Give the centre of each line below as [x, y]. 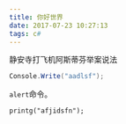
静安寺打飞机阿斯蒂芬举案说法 [63, 60]
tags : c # [25, 33]
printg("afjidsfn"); [47, 111]
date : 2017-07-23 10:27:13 [59, 26]
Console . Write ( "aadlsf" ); [56, 77]
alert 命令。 [31, 94]
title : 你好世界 [36, 17]
